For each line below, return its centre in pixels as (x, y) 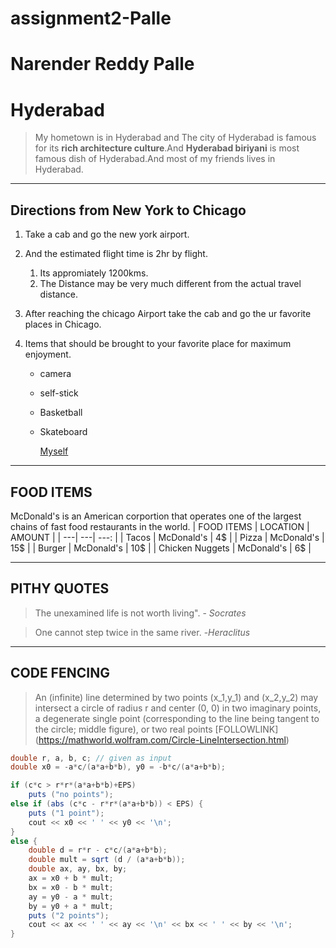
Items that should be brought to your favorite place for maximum (158, 344)
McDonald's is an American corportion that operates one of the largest (156, 516)
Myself (54, 451)
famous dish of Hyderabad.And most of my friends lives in (155, 159)
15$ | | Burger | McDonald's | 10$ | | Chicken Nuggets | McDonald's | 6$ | (161, 548)
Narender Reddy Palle (102, 64)
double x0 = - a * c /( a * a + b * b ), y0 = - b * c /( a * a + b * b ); (118, 767)
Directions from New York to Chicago (128, 210)
